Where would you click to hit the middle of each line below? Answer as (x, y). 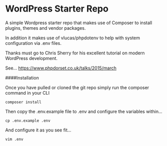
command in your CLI (27, 93)
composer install (23, 102)
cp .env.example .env (28, 121)
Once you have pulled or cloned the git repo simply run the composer (77, 87)
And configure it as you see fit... (38, 130)
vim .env (14, 139)
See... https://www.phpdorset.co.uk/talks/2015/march (61, 68)
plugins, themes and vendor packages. (46, 28)
